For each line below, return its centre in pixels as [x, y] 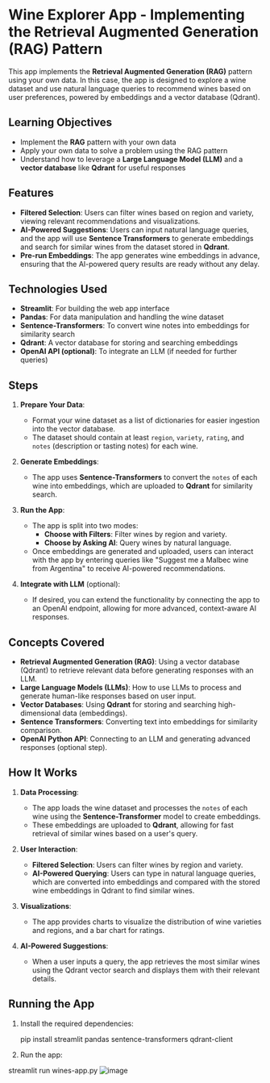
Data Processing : [49, 792]
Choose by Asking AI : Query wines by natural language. [138, 543]
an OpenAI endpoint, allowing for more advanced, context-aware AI [144, 608]
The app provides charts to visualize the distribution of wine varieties [147, 922]
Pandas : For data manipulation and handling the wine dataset [122, 317]
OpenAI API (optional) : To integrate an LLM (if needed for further [129, 352]
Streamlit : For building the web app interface [95, 309]
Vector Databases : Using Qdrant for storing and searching [118, 704]
